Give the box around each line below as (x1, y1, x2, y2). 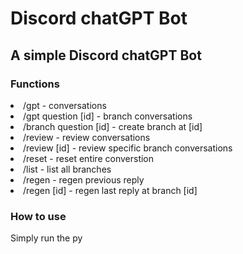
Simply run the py (10, 232, 83, 244)
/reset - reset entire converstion (23, 152, 155, 164)
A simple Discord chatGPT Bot (10, 47, 202, 64)
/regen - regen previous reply (23, 173, 145, 186)
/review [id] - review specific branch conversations (23, 142, 233, 154)
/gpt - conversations (23, 99, 107, 111)
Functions (10, 77, 60, 91)
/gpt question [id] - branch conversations (23, 110, 193, 122)
